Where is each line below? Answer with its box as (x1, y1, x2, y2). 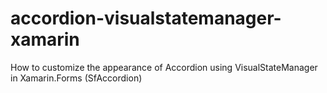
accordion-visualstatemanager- (10, 7, 282, 30)
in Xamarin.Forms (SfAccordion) (10, 72, 143, 84)
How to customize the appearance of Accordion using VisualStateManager (10, 61, 318, 73)
